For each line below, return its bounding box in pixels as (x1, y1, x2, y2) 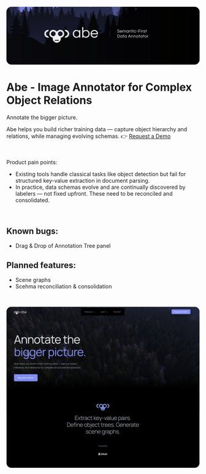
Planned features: (6, 260, 77, 270)
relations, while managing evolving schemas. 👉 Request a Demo (6, 132, 171, 140)
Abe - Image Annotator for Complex (6, 80, 192, 94)
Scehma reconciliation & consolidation (15, 283, 112, 290)
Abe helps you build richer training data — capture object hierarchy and (6, 125, 188, 132)
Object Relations (6, 93, 93, 107)
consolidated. (15, 196, 50, 204)
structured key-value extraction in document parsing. (15, 177, 150, 184)
